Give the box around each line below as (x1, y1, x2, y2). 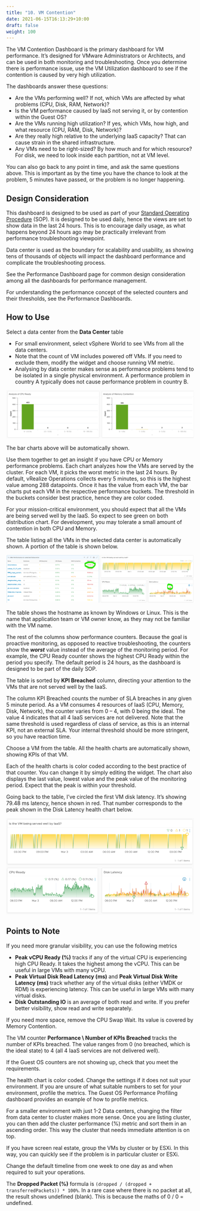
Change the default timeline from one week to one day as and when (6, 1162, 173, 1169)
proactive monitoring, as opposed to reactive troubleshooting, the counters (6, 640, 191, 647)
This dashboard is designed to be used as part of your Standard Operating (6, 210, 190, 217)
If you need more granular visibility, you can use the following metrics (6, 942, 177, 949)
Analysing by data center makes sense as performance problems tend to (14, 365, 194, 373)
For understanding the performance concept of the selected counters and (6, 289, 188, 296)
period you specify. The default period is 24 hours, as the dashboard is (6, 659, 181, 666)
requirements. (6, 1065, 41, 1072)
